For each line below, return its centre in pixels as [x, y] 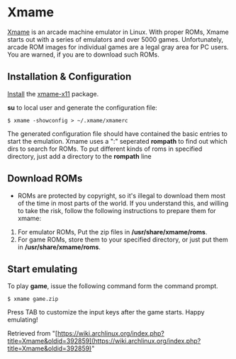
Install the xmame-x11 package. [53, 93]
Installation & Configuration [69, 77]
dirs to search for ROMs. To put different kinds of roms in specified [105, 149]
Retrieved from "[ [33, 334]
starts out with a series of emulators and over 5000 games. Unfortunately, [115, 39]
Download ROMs [45, 179]
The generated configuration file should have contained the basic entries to [118, 133]
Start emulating [43, 269]
